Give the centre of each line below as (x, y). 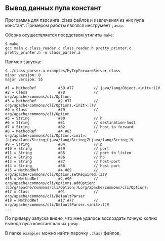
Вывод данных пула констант (53, 8)
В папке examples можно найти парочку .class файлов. (63, 233)
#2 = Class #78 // (52, 92)
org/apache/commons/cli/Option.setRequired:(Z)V (56, 174)
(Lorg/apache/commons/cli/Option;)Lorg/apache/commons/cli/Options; (77, 187)
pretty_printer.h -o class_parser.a (43, 52)
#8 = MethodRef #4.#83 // (52, 131)
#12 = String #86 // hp (55, 157)
